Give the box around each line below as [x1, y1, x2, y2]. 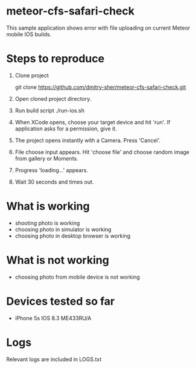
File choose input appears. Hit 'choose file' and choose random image [14, 148, 190, 155]
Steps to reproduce [6, 52, 104, 66]
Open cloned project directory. [14, 95, 92, 102]
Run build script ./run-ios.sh [14, 107, 84, 114]
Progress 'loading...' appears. [14, 166, 89, 173]
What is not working [6, 254, 110, 267]
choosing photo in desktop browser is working [14, 232, 131, 239]
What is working [6, 199, 90, 213]
